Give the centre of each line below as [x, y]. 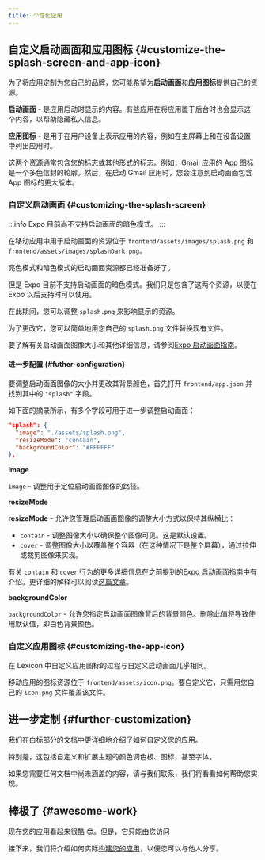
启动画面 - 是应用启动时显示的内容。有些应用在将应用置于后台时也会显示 [126, 109]
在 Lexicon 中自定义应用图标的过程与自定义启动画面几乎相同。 [110, 665]
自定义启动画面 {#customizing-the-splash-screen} [107, 205]
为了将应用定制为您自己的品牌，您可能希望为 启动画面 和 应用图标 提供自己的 [129, 82]
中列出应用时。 [32, 146]
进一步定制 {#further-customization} [100, 719]
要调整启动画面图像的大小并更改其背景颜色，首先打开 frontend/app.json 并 [131, 383]
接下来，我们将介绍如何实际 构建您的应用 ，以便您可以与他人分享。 [115, 848]
